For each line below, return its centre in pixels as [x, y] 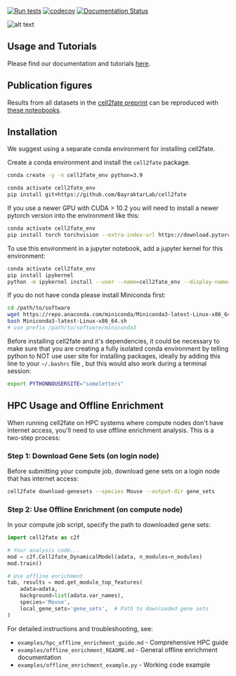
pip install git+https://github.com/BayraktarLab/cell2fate [97, 195]
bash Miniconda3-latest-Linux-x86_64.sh [67, 321]
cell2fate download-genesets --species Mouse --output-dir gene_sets [111, 491]
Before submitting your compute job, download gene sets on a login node [113, 471]
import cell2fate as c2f [44, 538]
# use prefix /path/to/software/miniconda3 [72, 328]
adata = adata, [39, 589]
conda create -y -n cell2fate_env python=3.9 [75, 176]
